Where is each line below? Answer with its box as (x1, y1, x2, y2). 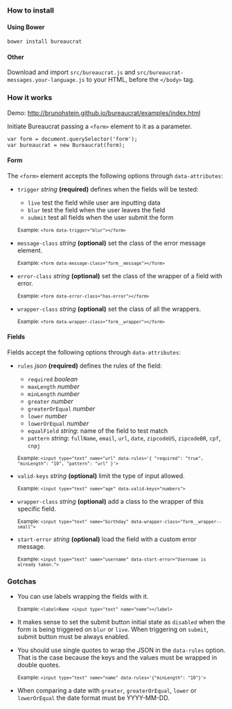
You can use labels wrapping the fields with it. (17, 592, 149, 601)
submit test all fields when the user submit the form (27, 213, 174, 221)
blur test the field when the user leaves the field (27, 205, 166, 214)
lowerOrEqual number (27, 419, 89, 428)
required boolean (27, 375, 78, 384)
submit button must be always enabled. (17, 633, 130, 641)
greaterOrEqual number (27, 404, 96, 413)
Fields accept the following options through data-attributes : (7, 348, 181, 357)
